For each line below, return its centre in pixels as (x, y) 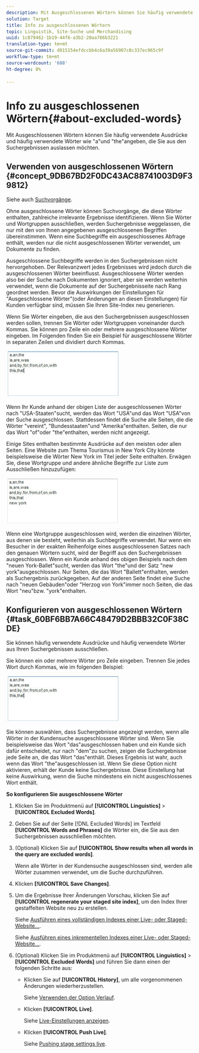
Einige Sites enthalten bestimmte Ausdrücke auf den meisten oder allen (94, 444)
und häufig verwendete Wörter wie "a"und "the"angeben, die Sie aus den (96, 141)
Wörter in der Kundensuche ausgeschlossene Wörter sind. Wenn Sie (90, 738)
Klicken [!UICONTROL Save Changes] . (63, 883)
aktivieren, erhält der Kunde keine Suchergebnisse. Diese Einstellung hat (95, 769)
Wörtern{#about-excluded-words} (94, 118)
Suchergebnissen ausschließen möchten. (66, 836)
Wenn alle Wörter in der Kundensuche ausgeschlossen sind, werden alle (103, 866)
